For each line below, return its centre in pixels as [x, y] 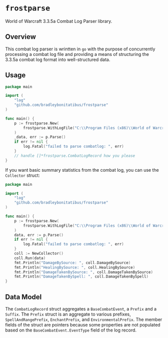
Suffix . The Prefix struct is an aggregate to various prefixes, [68, 314]
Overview [21, 37]
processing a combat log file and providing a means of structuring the [77, 54]
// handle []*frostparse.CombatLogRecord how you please [75, 156]
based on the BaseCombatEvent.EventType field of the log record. [71, 330]
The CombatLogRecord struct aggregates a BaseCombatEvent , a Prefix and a [81, 309]
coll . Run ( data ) [30, 258]
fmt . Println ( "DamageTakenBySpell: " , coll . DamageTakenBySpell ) [81, 277]
